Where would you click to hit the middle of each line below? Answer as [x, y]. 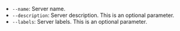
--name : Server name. [39, 9]
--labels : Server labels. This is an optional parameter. [80, 22]
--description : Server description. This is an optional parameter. [93, 15]
